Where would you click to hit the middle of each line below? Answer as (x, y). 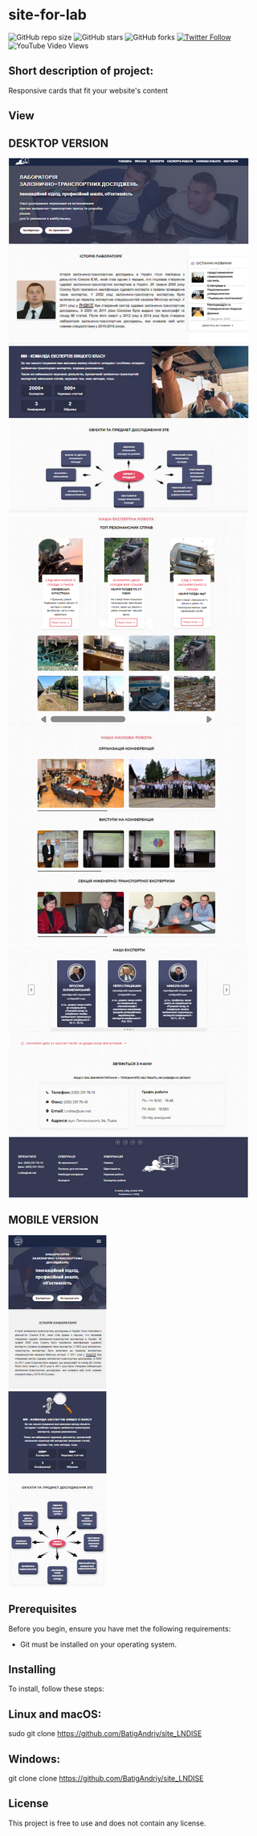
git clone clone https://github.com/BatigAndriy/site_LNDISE (106, 1779)
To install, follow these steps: (56, 1689)
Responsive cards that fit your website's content (88, 90)
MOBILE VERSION (53, 1220)
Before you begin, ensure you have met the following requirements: (120, 1628)
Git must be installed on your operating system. (98, 1644)
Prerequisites (43, 1609)
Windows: (35, 1759)
